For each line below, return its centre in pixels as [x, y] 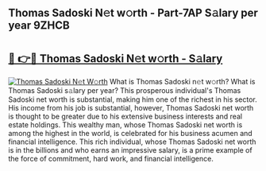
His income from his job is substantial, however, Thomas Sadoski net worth [131, 108]
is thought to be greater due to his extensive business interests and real [125, 116]
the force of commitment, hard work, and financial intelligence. [111, 159]
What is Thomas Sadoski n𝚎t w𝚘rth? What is [183, 82]
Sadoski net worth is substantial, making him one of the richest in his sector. [133, 99]
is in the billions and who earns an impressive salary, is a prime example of [130, 150]
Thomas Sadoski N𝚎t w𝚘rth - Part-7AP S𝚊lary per [133, 13]
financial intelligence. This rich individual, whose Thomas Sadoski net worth [132, 142]
